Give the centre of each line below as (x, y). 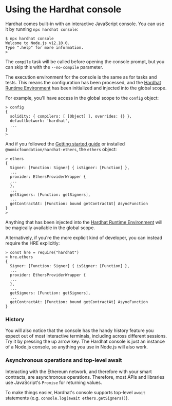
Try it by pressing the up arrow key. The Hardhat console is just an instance (85, 342)
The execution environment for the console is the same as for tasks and (81, 77)
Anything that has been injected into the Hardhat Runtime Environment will (84, 222)
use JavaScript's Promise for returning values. (54, 382)
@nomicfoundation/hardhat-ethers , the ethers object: (61, 149)
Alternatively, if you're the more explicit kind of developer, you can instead (84, 237)
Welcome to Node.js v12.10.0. (38, 43)
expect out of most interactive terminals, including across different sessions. (86, 336)
